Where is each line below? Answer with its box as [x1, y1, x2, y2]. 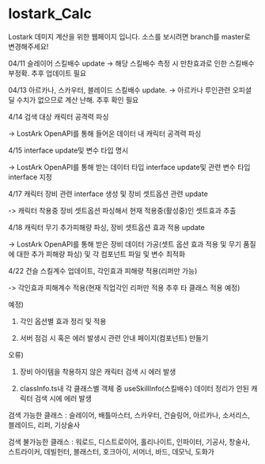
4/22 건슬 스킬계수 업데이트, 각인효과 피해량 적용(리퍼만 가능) [8, 266, 198, 275]
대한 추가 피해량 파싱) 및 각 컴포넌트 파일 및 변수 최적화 [16, 249, 186, 258]
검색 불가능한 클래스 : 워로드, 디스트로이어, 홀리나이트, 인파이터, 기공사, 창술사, [8, 436, 251, 447]
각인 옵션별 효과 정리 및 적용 [19, 316, 107, 326]
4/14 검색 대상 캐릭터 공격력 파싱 [8, 111, 109, 121]
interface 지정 [8, 172, 53, 182]
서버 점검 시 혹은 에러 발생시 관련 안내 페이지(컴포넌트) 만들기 [19, 333, 209, 342]
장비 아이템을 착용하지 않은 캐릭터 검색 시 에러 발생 [19, 367, 176, 376]
